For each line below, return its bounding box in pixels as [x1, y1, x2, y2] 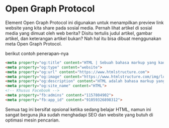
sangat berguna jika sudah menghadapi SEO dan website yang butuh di [5, 111, 153, 117]
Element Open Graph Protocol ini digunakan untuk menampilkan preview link [5, 19, 164, 25]
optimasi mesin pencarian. [5, 117, 60, 123]
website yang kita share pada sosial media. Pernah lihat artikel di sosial [5, 24, 152, 30]
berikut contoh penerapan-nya [5, 50, 69, 56]
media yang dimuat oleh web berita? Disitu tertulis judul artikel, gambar [5, 30, 152, 36]
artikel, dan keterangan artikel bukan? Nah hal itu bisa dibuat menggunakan [5, 35, 161, 41]
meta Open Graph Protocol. [5, 40, 62, 46]
